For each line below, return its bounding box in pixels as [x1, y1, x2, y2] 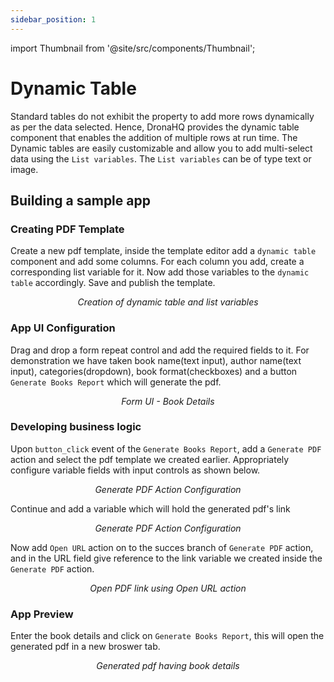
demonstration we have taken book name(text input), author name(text [10, 354, 302, 366]
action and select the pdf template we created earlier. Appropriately [10, 453, 290, 465]
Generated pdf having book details [96, 660, 240, 672]
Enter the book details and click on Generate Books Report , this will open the [10, 630, 325, 642]
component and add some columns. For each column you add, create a [10, 256, 305, 268]
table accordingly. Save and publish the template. [10, 277, 216, 289]
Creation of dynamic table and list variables [77, 296, 259, 308]
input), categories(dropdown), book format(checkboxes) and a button [10, 365, 298, 377]
